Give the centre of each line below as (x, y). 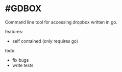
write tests (23, 65)
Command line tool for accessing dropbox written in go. (61, 22)
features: (14, 31)
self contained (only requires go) (45, 41)
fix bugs (20, 60)
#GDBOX (23, 9)
